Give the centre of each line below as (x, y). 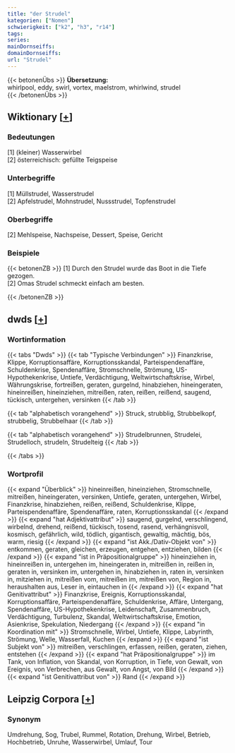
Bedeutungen (31, 137)
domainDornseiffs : (34, 54)
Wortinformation (36, 339)
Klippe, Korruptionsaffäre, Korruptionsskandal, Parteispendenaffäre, (106, 362)
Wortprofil (25, 474)
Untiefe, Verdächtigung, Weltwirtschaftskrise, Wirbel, (138, 378)
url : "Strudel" (30, 60)
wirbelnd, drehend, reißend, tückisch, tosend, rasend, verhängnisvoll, (108, 527)
